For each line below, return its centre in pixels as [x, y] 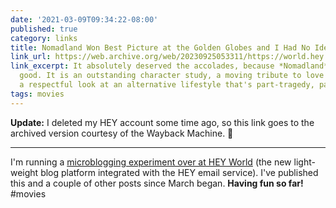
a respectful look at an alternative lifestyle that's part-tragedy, [167, 85]
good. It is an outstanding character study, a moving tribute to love [172, 76]
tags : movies [37, 94]
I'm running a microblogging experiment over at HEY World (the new [151, 162]
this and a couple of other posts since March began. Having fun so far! [157, 183]
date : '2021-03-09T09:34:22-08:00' [84, 19]
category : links [44, 38]
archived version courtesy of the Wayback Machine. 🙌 [122, 133]
